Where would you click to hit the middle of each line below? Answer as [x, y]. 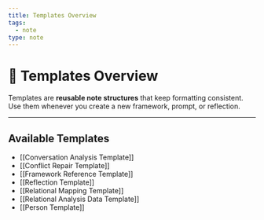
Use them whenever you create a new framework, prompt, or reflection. [125, 106]
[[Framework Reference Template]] [76, 174]
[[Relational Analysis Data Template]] [79, 199]
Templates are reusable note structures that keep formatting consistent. [126, 98]
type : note [26, 37]
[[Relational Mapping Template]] [71, 191]
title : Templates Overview [52, 15]
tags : [17, 23]
